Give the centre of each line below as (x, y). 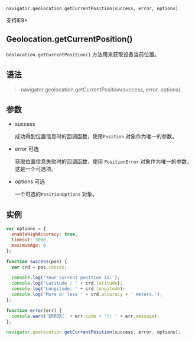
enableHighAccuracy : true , (45, 234)
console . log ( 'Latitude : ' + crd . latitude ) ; (67, 283)
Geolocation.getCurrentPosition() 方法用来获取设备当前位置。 (83, 54)
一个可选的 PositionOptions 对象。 (56, 194)
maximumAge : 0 (29, 245)
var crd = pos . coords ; (39, 267)
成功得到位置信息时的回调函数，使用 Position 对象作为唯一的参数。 (96, 136)
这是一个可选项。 (35, 169)
